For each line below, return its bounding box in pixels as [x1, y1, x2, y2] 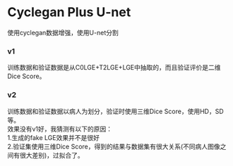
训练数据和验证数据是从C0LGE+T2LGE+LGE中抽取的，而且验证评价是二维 [7, 63, 221, 72]
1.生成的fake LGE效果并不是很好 [7, 133, 100, 141]
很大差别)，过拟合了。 [19, 151, 85, 159]
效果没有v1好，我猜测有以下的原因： [7, 124, 113, 133]
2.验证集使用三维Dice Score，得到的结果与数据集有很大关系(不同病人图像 [7, 142, 220, 151]
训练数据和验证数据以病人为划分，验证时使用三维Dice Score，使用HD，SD [7, 107, 224, 115]
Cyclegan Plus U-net [7, 4, 131, 20]
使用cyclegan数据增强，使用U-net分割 [7, 28, 119, 37]
